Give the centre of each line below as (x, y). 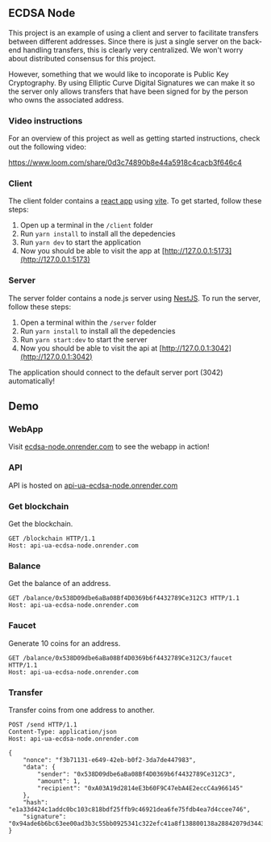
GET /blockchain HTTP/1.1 (52, 538)
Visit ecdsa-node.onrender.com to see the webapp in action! (109, 446)
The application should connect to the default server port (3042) (116, 372)
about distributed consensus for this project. (82, 58)
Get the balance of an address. (60, 584)
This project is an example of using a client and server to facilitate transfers (133, 32)
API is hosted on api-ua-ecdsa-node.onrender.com (93, 485)
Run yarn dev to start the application (80, 242)
